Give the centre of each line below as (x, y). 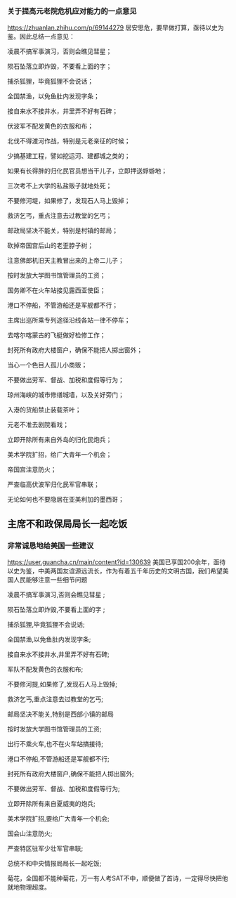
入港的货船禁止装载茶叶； (44, 410)
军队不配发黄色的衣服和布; (45, 669)
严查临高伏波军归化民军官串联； (53, 484)
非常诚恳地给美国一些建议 (51, 545)
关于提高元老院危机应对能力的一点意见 (72, 11)
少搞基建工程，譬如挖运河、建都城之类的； (69, 156)
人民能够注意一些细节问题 (50, 579)
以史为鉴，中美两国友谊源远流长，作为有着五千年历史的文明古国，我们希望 (115, 571)
